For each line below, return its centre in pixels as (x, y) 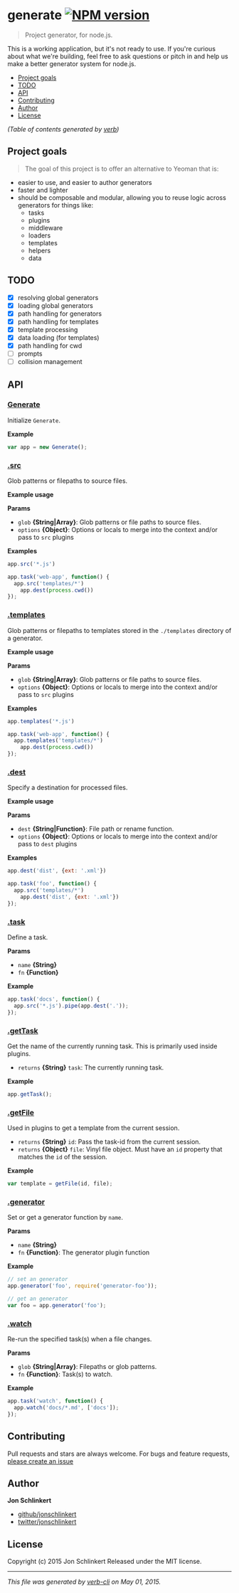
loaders (39, 235)
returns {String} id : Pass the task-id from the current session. (109, 1142)
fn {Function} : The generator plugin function (84, 1252)
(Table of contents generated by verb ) (63, 129)
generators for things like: (55, 205)
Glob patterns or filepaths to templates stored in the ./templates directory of (119, 630)
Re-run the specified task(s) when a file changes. (80, 1339)
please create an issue (41, 1461)
